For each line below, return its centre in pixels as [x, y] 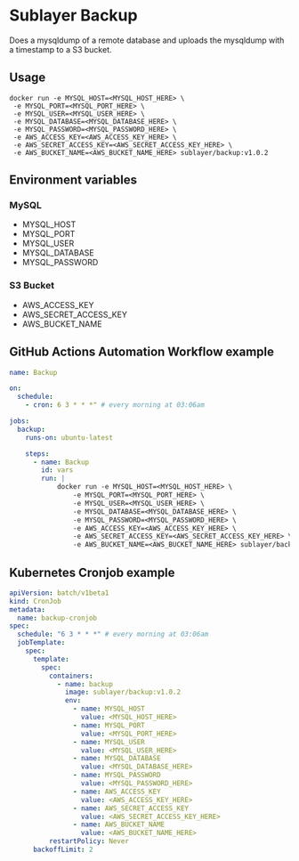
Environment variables [73, 180]
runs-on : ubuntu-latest [69, 437]
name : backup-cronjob [57, 618]
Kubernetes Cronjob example [92, 572]
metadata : [28, 609]
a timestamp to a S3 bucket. [61, 49]
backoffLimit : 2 [63, 850]
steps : [37, 454]
